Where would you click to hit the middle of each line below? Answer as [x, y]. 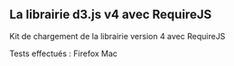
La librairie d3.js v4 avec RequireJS [111, 15]
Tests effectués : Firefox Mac [64, 54]
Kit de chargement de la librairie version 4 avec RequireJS [117, 36]
